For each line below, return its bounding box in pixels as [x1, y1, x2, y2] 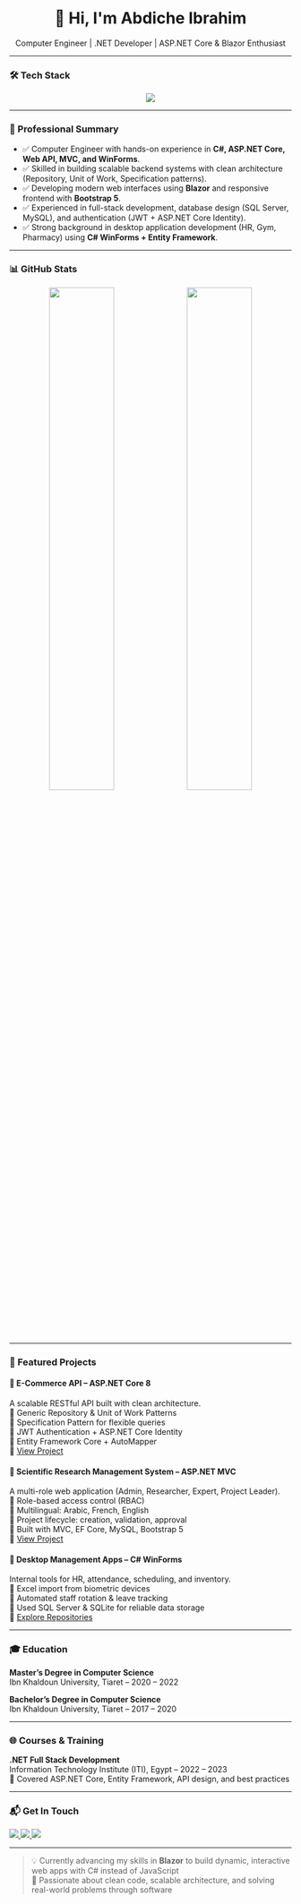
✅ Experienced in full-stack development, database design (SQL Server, [21, 202, 289, 213]
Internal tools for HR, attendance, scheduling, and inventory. [9, 1574, 231, 1584]
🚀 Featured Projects [9, 1356, 97, 1368]
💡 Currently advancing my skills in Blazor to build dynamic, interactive [30, 1856, 290, 1866]
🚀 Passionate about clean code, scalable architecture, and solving [30, 1875, 275, 1886]
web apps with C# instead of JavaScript [30, 1865, 179, 1876]
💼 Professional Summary [9, 123, 119, 135]
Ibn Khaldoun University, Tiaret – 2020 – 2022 [9, 1677, 179, 1687]
